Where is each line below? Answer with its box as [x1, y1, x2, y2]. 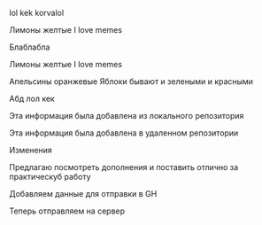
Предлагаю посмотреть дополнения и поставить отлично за [9, 162, 239, 172]
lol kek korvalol [9, 8, 65, 18]
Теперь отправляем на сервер [9, 206, 126, 216]
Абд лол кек [9, 93, 55, 104]
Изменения [9, 145, 53, 155]
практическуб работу [9, 172, 91, 182]
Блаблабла [9, 42, 50, 52]
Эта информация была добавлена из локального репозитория [9, 111, 244, 120]
